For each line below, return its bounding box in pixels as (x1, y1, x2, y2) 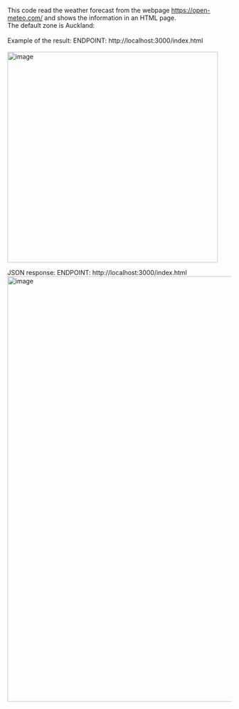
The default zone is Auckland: (7, 21, 95, 29)
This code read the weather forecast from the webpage (7, 6, 170, 14)
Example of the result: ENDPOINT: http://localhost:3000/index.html (7, 36, 203, 45)
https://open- (171, 6, 211, 14)
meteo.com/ (7, 14, 43, 22)
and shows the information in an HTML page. (44, 14, 176, 22)
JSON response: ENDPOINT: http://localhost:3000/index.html (7, 269, 187, 276)
